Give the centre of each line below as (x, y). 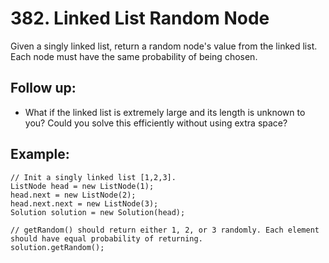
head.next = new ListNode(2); (73, 195)
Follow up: (43, 88)
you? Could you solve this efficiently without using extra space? (156, 123)
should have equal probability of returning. (106, 238)
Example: (40, 154)
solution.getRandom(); (57, 247)
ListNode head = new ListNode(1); (82, 186)
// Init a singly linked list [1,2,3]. (93, 177)
